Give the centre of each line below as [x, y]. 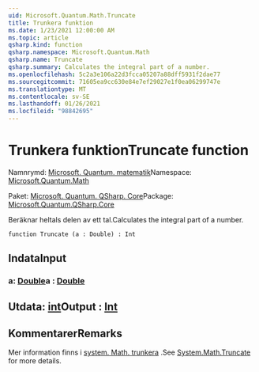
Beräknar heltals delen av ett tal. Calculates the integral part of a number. [126, 219]
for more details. [35, 361]
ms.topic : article [38, 38]
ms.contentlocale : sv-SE [49, 97]
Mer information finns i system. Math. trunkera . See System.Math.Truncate [129, 352]
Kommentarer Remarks [65, 334]
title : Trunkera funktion [51, 23]
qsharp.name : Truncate [45, 60]
